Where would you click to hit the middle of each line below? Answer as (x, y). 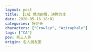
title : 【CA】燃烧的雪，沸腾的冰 (36, 14)
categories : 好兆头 (24, 24)
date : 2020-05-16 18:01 (30, 19)
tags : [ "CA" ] (19, 33)
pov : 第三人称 (18, 38)
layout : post (19, 10)
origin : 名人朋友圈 (23, 42)
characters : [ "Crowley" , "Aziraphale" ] (46, 28)
